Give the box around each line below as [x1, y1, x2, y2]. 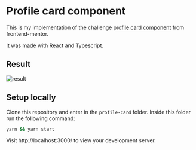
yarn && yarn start [6, 126, 55, 132]
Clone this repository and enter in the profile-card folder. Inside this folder [6, 108, 191, 115]
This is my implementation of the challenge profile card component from [6, 24, 185, 31]
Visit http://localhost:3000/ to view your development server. [6, 137, 157, 144]
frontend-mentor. [6, 30, 49, 37]
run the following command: [6, 115, 76, 122]
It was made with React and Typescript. [6, 42, 103, 49]
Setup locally [6, 93, 56, 103]
